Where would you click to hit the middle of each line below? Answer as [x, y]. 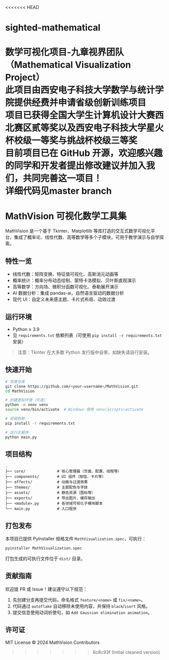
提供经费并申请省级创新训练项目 [80, 103]
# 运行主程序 [17, 432]
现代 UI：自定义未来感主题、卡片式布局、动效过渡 [64, 299]
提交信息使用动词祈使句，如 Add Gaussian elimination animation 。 [82, 612]
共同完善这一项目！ [63, 178]
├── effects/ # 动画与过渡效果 [47, 482]
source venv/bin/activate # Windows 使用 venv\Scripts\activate [74, 410]
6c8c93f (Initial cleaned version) [126, 652]
